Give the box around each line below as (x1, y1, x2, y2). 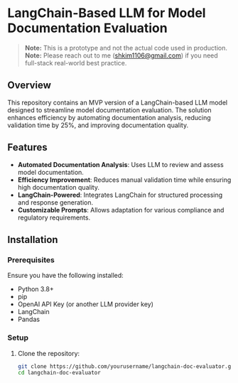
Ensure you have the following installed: (7, 271, 124, 280)
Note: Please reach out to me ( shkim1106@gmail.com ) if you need (24, 51, 218, 60)
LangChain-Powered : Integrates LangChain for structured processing (17, 190, 223, 199)
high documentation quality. (17, 183, 99, 191)
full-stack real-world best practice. (24, 58, 127, 67)
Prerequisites (7, 254, 55, 264)
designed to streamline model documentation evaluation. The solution (7, 105, 212, 114)
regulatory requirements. (17, 213, 91, 222)
